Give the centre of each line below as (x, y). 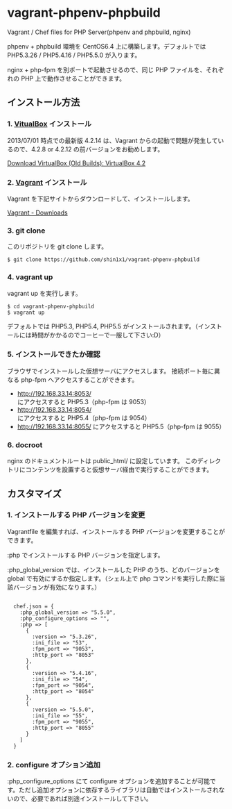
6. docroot (25, 444)
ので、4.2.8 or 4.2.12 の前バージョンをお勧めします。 (88, 149)
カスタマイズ (35, 493)
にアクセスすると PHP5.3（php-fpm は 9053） (83, 401)
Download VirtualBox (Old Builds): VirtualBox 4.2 (77, 163)
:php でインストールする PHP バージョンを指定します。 (86, 555)
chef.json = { (34, 606)
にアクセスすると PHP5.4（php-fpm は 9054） (84, 417)
